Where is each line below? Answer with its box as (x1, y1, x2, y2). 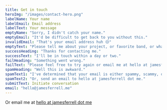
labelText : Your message (5, 26, 57, 31)
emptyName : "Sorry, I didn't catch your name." (5, 30, 106, 35)
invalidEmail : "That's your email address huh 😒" (5, 40, 112, 45)
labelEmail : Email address (5, 21, 61, 26)
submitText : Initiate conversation (5, 81, 79, 86)
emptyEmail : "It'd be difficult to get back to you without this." (5, 35, 148, 40)
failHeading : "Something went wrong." (5, 58, 85, 63)
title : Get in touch (5, 7, 48, 12)
